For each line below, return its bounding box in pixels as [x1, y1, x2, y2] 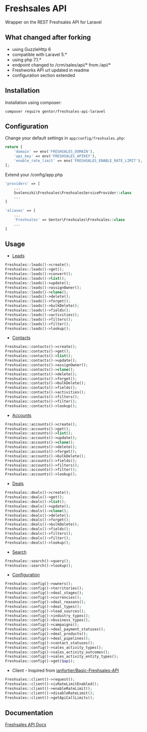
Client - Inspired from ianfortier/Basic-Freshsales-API [12, 667, 119, 673]
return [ [5, 145, 23, 150]
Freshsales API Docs [5, 722, 47, 728]
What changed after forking [5, 33, 91, 42]
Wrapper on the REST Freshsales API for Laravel [5, 19, 102, 25]
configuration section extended [12, 72, 75, 78]
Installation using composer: [5, 99, 62, 105]
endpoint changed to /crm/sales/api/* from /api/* [12, 62, 111, 68]
